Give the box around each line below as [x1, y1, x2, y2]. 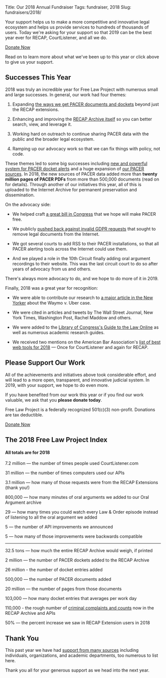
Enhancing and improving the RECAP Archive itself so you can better [12, 116, 152, 122]
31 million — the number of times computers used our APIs [5, 470, 125, 476]
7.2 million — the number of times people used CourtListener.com [5, 460, 139, 466]
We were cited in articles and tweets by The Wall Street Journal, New [12, 309, 153, 315]
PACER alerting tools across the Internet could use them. [12, 246, 127, 252]
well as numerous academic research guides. [12, 329, 105, 335]
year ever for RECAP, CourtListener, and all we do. [5, 35, 108, 40]
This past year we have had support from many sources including [5, 647, 139, 653]
